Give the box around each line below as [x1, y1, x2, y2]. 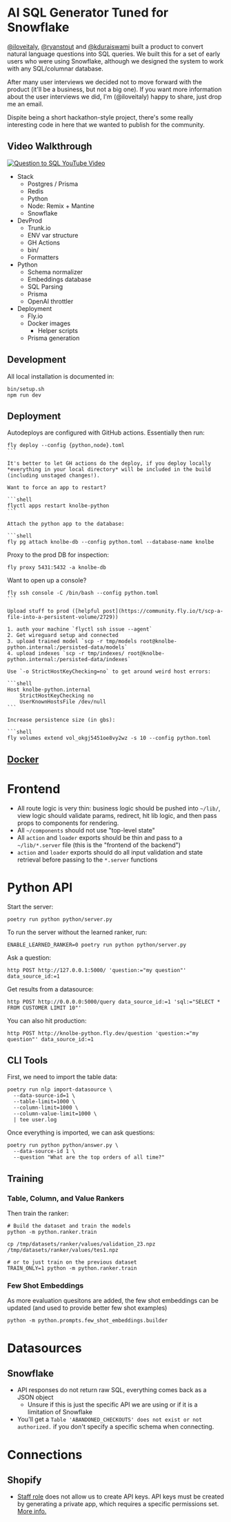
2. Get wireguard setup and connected [7, 632, 119, 639]
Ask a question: [7, 953, 52, 962]
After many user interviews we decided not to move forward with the [7, 77, 202, 86]
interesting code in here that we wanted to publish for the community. [7, 120, 205, 129]
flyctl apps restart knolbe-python [7, 502, 110, 509]
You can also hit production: [7, 1016, 87, 1025]
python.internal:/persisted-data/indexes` [7, 656, 131, 663]
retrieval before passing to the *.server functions [17, 855, 158, 864]
